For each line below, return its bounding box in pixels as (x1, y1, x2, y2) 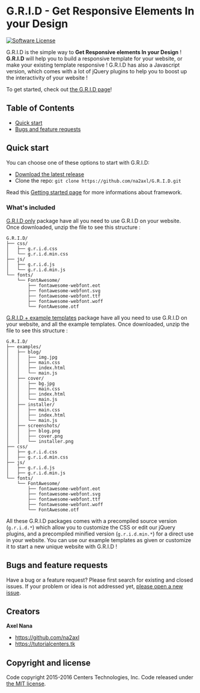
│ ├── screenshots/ (6, 423, 61, 429)
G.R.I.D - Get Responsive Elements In (6, 4, 195, 18)
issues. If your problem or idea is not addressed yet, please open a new (6, 582, 183, 590)
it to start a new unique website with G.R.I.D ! (6, 543, 118, 550)
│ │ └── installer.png (6, 438, 74, 444)
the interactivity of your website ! (6, 74, 88, 81)
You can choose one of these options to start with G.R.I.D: (6, 159, 150, 166)
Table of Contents (6, 103, 75, 114)
